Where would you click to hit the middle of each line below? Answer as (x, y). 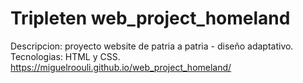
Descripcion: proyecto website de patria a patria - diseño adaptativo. (152, 46)
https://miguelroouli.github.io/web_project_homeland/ (121, 67)
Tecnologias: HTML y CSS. (65, 56)
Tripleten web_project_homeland (150, 18)
